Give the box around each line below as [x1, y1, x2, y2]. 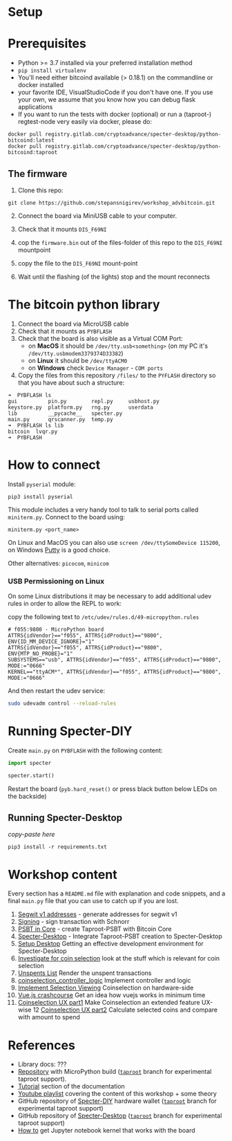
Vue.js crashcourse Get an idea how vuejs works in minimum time [17, 991, 206, 999]
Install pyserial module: [8, 480, 76, 488]
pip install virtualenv [17, 67, 87, 75]
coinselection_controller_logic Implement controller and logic [17, 976, 192, 985]
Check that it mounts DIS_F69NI [17, 225, 107, 233]
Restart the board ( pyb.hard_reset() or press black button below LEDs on [8, 784, 217, 792]
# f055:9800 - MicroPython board [8, 627, 104, 633]
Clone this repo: [17, 186, 64, 194]
